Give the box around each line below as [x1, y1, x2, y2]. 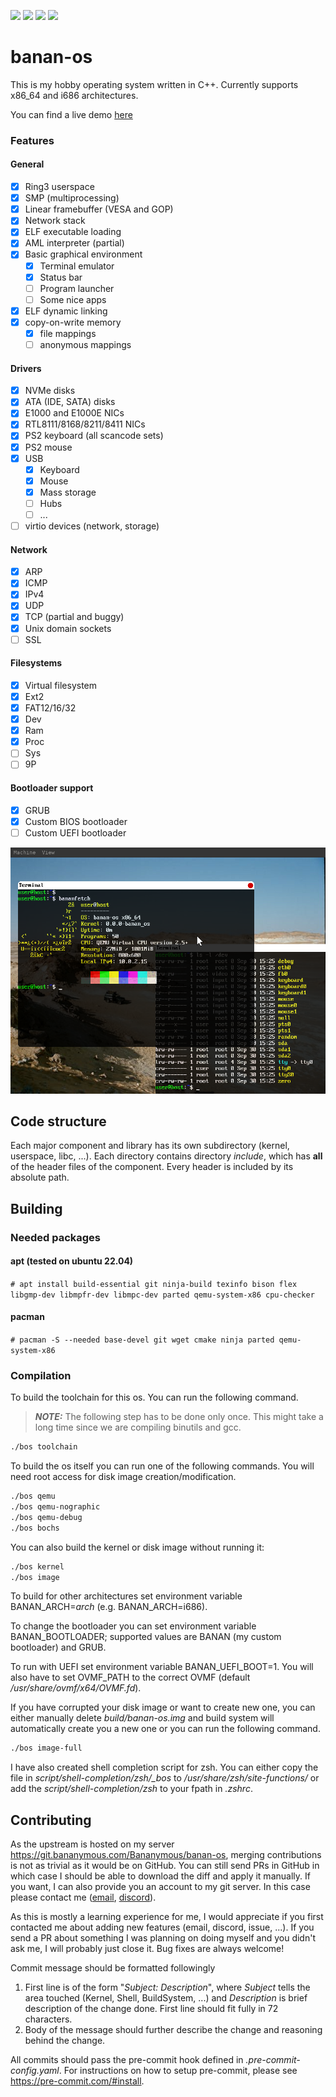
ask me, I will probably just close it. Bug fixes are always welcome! [10, 1943, 285, 1955]
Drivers [10, 362, 42, 374]
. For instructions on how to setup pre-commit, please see [58, 2065, 298, 2077]
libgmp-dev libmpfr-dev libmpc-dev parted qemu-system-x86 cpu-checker [10, 1290, 315, 1300]
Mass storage [39, 486, 97, 498]
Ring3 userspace [24, 181, 95, 193]
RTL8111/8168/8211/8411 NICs [24, 418, 146, 430]
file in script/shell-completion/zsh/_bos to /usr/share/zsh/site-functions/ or [10, 1772, 320, 1784]
